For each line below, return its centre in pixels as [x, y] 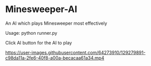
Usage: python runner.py [31, 33]
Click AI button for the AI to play [39, 43]
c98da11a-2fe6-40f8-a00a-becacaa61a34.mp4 [55, 58]
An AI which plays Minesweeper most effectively [56, 23]
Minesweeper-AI [41, 9]
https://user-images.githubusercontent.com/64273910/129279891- [75, 52]
